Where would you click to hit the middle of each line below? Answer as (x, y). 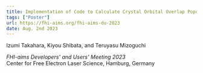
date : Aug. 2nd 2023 (32, 28)
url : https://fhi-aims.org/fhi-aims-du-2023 (63, 23)
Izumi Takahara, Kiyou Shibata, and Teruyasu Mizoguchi (76, 45)
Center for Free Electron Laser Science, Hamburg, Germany (81, 63)
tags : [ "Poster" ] (28, 17)
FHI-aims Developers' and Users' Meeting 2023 (66, 57)
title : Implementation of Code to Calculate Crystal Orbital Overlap (96, 12)
